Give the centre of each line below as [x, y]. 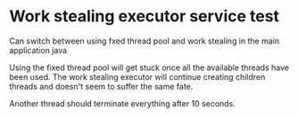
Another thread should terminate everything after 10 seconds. [123, 103]
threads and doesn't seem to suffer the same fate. [101, 86]
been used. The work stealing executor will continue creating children [137, 76]
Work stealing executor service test [144, 16]
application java [38, 50]
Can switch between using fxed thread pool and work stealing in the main [145, 41]
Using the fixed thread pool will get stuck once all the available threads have [149, 67]
